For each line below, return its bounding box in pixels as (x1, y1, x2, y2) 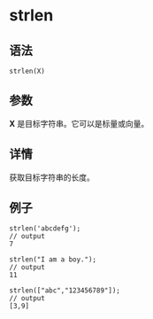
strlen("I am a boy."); (9, 255, 97, 264)
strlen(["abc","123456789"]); (9, 286, 121, 295)
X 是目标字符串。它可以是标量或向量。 (9, 118, 149, 128)
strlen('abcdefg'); (9, 224, 81, 233)
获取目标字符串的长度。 (9, 172, 95, 183)
